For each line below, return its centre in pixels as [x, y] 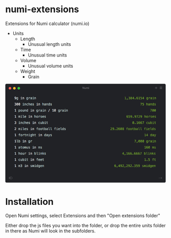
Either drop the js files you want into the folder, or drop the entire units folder [85, 226]
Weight [28, 71]
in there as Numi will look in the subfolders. [50, 231]
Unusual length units [49, 44]
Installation [30, 202]
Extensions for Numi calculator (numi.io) [47, 23]
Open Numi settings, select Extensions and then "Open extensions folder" [83, 216]
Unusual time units [47, 55]
